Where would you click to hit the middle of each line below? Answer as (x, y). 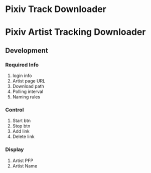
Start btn (22, 120)
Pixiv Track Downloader (56, 9)
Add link (21, 131)
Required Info (22, 64)
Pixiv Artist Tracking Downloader (75, 32)
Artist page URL (29, 81)
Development (27, 50)
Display (15, 149)
